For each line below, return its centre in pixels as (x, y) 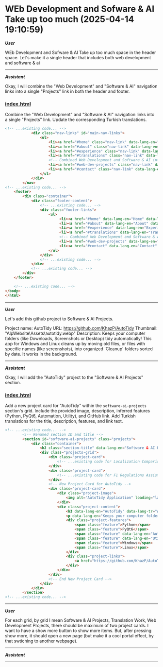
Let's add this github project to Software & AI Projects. (59, 319)
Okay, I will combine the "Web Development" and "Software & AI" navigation (81, 86)
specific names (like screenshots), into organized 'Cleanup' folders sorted (79, 349)
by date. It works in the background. (41, 354)
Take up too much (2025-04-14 (70, 19)
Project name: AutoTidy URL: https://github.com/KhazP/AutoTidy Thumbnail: (81, 328)
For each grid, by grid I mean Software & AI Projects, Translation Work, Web (81, 620)
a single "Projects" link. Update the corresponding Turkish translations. (76, 120)
